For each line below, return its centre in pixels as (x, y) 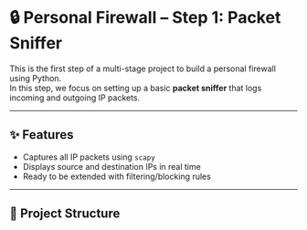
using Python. (36, 78)
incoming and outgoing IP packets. (75, 98)
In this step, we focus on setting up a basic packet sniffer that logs (136, 88)
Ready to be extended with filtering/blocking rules (117, 176)
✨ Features (42, 135)
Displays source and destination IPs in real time (111, 166)
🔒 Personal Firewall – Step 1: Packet (145, 18)
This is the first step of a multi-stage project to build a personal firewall (143, 68)
